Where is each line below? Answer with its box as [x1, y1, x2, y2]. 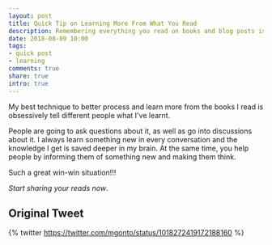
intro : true [8, 79, 49, 87]
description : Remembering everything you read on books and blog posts [8, 27, 255, 35]
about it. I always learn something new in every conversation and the [8, 134, 238, 144]
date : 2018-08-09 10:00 [8, 34, 89, 43]
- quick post [8, 49, 53, 57]
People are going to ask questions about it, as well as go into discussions [8, 126, 253, 136]
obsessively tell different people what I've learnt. [8, 110, 171, 120]
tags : [8, 42, 27, 50]
